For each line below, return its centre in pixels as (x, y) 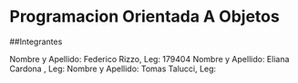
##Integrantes (36, 41)
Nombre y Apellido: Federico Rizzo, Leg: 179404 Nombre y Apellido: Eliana (149, 59)
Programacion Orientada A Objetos (144, 17)
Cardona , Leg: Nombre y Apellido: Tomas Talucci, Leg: (113, 69)
